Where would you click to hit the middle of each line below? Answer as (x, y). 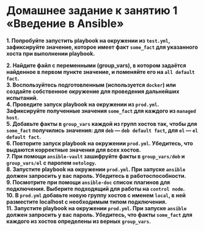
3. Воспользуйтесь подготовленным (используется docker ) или (91, 85)
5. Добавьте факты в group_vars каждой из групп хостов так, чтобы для (102, 123)
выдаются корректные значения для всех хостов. (74, 150)
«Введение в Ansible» (65, 24)
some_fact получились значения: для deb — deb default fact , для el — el (102, 130)
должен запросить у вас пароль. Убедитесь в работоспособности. (96, 175)
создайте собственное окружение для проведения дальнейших (93, 91)
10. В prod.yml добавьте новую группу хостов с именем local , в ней (96, 195)
